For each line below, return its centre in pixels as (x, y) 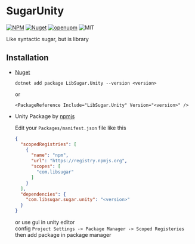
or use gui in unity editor (45, 222)
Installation (27, 58)
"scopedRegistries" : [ (49, 144)
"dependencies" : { (43, 194)
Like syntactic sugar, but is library (48, 39)
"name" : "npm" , (50, 155)
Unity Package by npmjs (45, 116)
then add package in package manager (63, 235)
